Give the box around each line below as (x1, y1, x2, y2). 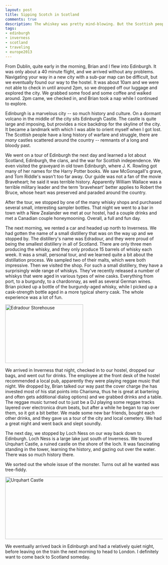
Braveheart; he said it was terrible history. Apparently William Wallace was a (5, 179, 161, 185)
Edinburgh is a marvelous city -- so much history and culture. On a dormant (5, 110, 161, 116)
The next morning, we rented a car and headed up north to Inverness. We (5, 224, 156, 231)
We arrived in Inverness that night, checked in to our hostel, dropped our (5, 367, 155, 373)
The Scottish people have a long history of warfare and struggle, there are (5, 132, 158, 138)
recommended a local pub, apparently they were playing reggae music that (5, 378, 160, 384)
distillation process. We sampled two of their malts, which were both (5, 257, 146, 263)
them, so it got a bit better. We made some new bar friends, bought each (5, 410, 155, 416)
